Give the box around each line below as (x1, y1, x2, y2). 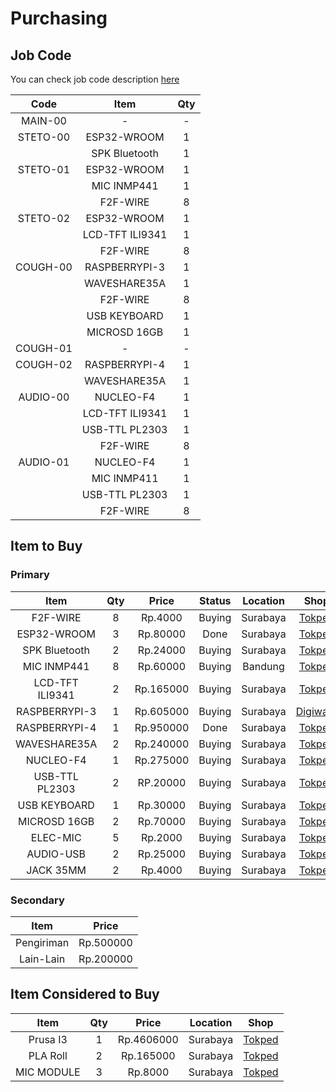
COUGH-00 (15, 260, 73, 274)
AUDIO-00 (18, 390, 70, 404)
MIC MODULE (15, 1065, 81, 1079)
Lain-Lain (19, 952, 66, 966)
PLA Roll (28, 1048, 68, 1062)
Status (199, 593, 232, 607)
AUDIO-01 (18, 455, 70, 469)
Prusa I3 (28, 1032, 68, 1046)
